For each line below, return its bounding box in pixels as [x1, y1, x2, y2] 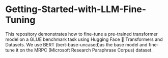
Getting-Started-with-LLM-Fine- [5, 4, 147, 15]
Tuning [5, 14, 36, 26]
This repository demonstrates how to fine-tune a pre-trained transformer [5, 31, 158, 37]
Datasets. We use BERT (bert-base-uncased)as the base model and [5, 41, 148, 47]
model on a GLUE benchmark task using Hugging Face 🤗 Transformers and [5, 36, 163, 42]
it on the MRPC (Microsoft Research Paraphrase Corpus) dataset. [16, 47, 153, 53]
